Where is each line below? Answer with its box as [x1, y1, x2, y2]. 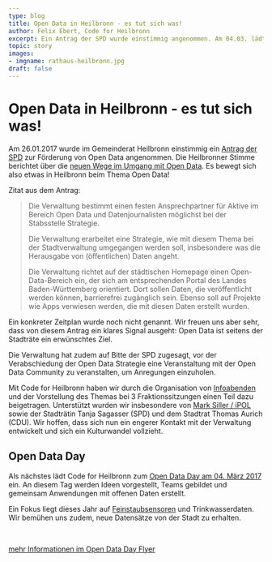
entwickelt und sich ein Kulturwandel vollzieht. [8, 426, 164, 435]
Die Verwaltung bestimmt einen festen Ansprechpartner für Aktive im [28, 200, 259, 211]
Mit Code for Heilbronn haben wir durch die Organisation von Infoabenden [8, 383, 257, 393]
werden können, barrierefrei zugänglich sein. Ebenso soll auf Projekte [28, 293, 261, 302]
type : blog [8, 11, 45, 20]
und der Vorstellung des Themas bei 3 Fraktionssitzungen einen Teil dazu [8, 391, 253, 401]
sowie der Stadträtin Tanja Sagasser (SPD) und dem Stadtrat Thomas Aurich [8, 409, 263, 418]
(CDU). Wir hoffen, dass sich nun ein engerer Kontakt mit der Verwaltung [8, 417, 252, 427]
